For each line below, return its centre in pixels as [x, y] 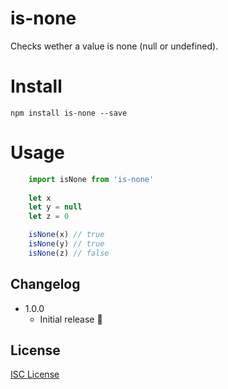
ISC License [35, 374]
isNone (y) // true [66, 244]
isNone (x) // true [66, 235]
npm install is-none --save [69, 113]
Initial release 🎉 [71, 319]
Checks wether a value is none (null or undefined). [114, 46]
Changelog [45, 284]
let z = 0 [49, 217]
